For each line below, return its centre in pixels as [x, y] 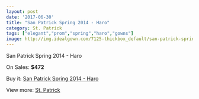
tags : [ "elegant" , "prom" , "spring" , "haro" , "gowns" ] [70, 34]
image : [14, 39]
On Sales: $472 [25, 67]
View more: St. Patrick [33, 90]
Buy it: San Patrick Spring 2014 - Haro [52, 78]
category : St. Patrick [34, 28]
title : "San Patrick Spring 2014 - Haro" [58, 22]
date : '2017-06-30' [30, 17]
